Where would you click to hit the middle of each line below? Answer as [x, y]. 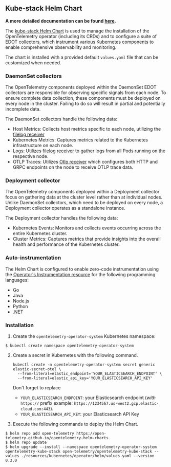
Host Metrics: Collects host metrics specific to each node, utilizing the [87, 129]
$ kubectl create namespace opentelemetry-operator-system [70, 346]
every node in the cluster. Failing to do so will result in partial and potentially [85, 104]
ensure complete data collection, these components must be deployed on [83, 98]
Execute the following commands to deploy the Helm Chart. [76, 424]
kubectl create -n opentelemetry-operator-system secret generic [84, 365]
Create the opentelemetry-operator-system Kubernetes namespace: [84, 336]
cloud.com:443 [35, 409]
